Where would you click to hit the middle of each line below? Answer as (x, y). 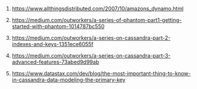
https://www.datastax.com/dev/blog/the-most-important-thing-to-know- (101, 73)
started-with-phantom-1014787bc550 (58, 26)
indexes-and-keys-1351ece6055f (53, 44)
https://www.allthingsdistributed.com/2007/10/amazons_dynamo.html (98, 9)
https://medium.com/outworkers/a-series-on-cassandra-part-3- (91, 55)
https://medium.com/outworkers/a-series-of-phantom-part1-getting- (97, 20)
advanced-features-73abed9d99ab (56, 62)
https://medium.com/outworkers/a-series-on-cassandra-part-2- (91, 38)
